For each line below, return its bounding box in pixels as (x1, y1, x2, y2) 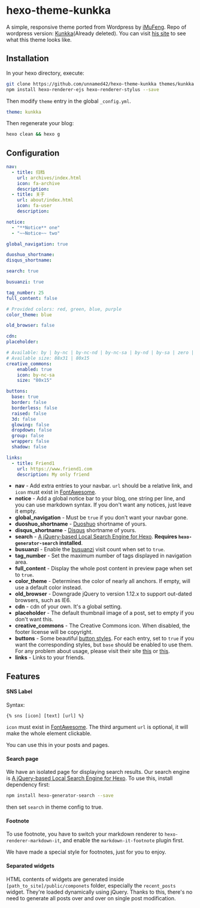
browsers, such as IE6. (14, 597, 71, 604)
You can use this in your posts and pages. (6, 742, 110, 749)
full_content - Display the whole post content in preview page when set (14, 565, 193, 572)
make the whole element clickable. (6, 730, 92, 737)
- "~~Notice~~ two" (11, 230, 60, 236)
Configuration (6, 148, 60, 158)
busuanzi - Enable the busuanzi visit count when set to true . (14, 546, 165, 553)
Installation (6, 53, 49, 63)
